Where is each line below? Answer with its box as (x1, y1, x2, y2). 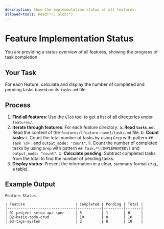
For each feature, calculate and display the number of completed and (5, 81, 145, 87)
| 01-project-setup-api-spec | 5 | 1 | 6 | (5, 210, 143, 215)
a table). (12, 166, 29, 172)
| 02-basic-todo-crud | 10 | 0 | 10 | (5, 214, 143, 220)
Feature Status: (5, 193, 38, 198)
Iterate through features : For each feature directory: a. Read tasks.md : (12, 125, 155, 130)
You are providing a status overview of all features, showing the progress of (5, 49, 158, 55)
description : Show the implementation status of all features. (5, 7, 137, 12)
